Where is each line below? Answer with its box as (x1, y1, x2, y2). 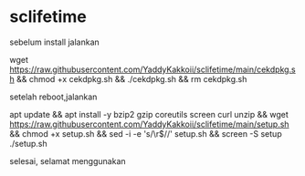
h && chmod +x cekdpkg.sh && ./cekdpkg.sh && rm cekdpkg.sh (9, 73, 247, 84)
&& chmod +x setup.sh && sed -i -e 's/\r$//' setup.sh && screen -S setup (9, 128, 282, 139)
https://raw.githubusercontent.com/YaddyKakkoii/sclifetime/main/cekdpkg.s (9, 64, 297, 75)
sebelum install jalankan (9, 36, 100, 47)
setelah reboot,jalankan (9, 91, 98, 102)
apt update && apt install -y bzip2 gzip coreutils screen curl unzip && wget (9, 109, 289, 119)
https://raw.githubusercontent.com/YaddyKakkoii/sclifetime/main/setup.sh (9, 119, 289, 129)
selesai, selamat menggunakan (9, 155, 126, 166)
